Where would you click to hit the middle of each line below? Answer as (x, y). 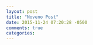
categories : (20, 33)
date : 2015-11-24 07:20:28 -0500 (47, 22)
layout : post (22, 11)
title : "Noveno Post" (32, 17)
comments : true (25, 28)
